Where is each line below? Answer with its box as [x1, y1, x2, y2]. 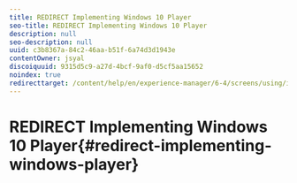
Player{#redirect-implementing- [29, 135, 272, 156]
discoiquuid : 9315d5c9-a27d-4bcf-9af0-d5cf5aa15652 [9, 63, 203, 72]
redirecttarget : [9, 79, 69, 88]
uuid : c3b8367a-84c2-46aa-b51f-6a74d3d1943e [9, 46, 176, 55]
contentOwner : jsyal [9, 54, 86, 63]
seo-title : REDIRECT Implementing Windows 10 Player [9, 21, 208, 30]
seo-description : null [9, 37, 93, 47]
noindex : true [9, 71, 62, 80]
